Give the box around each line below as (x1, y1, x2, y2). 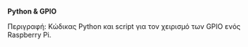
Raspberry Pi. (7, 31, 52, 39)
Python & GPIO (7, 7, 57, 16)
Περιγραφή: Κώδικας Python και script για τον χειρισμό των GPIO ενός (7, 22, 242, 31)
